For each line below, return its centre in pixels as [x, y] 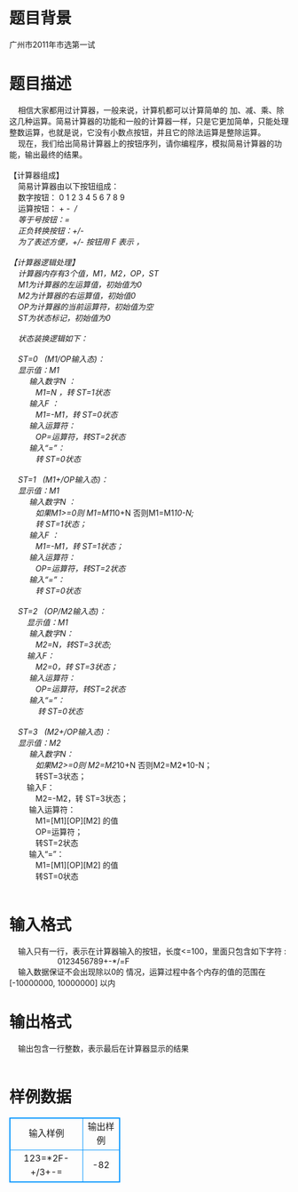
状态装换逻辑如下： [53, 338]
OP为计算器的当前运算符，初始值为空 [85, 307]
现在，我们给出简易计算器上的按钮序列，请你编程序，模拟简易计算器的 [146, 143]
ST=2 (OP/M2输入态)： [62, 611]
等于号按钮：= [44, 220]
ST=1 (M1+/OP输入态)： [63, 479]
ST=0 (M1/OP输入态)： [61, 359]
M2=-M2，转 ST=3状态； [82, 798]
